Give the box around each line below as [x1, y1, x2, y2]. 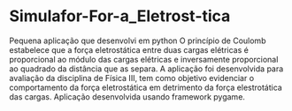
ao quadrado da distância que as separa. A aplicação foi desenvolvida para [9, 63, 284, 74]
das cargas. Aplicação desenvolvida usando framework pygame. [9, 91, 246, 102]
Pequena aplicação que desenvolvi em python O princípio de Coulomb [9, 35, 266, 46]
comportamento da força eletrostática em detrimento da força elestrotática [9, 82, 283, 92]
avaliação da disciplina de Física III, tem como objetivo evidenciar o [9, 72, 255, 83]
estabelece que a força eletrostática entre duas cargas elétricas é [9, 44, 250, 55]
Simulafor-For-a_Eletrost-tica [9, 6, 231, 26]
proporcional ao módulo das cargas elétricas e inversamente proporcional [9, 54, 279, 64]
